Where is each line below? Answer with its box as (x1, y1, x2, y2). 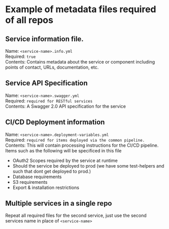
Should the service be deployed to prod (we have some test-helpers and (12, 162, 164, 169)
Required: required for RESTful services (5, 97, 93, 104)
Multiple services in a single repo (5, 199, 112, 208)
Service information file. (5, 35, 84, 43)
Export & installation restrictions (12, 184, 80, 190)
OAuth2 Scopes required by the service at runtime (12, 157, 118, 163)
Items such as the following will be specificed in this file (5, 147, 122, 153)
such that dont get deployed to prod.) (12, 168, 91, 174)
